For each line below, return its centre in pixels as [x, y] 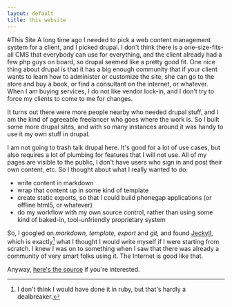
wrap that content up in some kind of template [83, 190]
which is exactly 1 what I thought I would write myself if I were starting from [113, 241]
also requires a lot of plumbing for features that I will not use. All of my [107, 155]
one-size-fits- [204, 47]
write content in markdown [55, 183]
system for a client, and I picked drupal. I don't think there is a [95, 47]
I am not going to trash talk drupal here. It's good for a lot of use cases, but [114, 147]
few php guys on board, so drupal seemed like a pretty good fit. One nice [112, 62]
